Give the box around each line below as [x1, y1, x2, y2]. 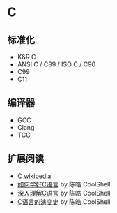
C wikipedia [17, 172, 52, 180]
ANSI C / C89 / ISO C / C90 [17, 60, 96, 68]
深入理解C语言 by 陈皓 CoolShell [17, 189, 111, 197]
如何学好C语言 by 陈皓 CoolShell [17, 179, 111, 189]
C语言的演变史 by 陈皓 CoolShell [17, 197, 111, 206]
